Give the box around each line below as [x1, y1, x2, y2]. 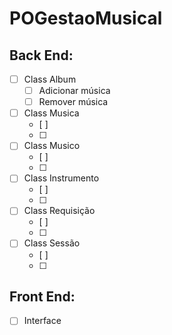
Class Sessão [23, 237, 81, 249]
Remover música [38, 96, 109, 108]
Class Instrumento [23, 172, 100, 184]
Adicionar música [38, 85, 111, 97]
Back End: [9, 47, 74, 64]
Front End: [9, 288, 76, 305]
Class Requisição [23, 205, 96, 217]
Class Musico [23, 140, 81, 152]
